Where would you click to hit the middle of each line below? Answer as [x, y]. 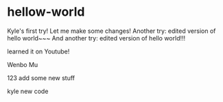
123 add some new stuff [41, 78]
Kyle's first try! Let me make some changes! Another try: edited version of [111, 31]
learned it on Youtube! [38, 51]
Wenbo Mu [23, 64]
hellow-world [46, 12]
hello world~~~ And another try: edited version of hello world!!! [96, 38]
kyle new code [28, 91]
